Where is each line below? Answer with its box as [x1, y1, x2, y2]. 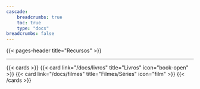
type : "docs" [17, 25, 49, 31]
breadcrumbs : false [6, 31, 55, 37]
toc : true [17, 20, 42, 26]
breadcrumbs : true [17, 14, 62, 20]
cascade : [6, 8, 28, 15]
